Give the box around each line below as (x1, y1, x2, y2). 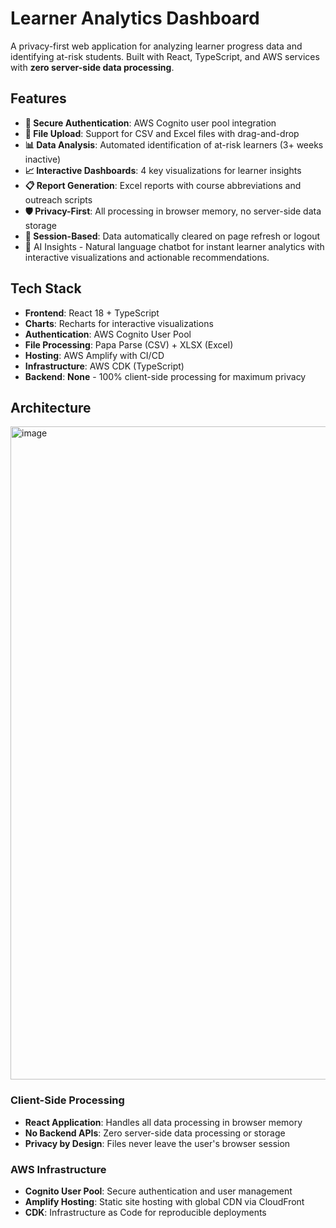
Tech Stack (10, 280, 82, 297)
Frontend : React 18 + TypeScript (24, 307, 160, 319)
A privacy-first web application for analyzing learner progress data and (10, 40, 303, 52)
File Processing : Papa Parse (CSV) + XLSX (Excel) (24, 338, 234, 351)
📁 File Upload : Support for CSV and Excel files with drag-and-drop (24, 127, 300, 139)
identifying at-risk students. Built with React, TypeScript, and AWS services (10, 50, 320, 62)
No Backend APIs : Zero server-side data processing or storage (24, 1127, 286, 1139)
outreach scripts (24, 193, 93, 206)
